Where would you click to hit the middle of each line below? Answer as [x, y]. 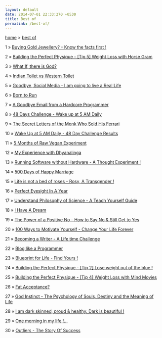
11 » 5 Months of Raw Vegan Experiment [46, 143]
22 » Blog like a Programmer [34, 248]
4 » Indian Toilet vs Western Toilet [40, 76]
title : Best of [21, 19]
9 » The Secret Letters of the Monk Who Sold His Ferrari [62, 124]
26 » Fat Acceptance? [28, 287]
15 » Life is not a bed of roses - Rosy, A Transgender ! [60, 182]
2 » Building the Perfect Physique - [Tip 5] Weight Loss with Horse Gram [79, 57]
